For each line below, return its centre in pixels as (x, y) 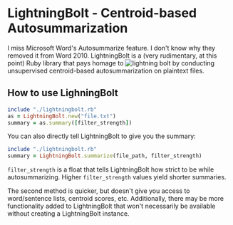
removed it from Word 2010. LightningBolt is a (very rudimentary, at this (112, 56)
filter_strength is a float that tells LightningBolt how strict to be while (111, 169)
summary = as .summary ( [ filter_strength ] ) (70, 122)
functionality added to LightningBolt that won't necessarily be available (112, 206)
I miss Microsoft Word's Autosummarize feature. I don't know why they (112, 48)
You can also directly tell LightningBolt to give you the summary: (102, 136)
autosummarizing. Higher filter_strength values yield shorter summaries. (117, 177)
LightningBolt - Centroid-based (102, 13)
